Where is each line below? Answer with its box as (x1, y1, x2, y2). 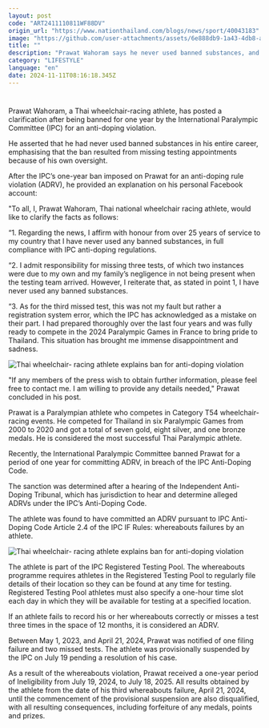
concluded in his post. (8, 392, 82, 402)
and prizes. (8, 710, 46, 720)
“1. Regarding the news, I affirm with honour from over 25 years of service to (8, 228, 261, 237)
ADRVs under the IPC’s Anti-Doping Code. (8, 498, 147, 508)
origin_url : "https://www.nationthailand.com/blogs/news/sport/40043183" (8, 26, 260, 34)
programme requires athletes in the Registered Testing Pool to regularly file (8, 570, 256, 580)
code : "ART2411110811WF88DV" (8, 19, 106, 27)
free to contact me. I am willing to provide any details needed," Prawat (8, 383, 240, 393)
